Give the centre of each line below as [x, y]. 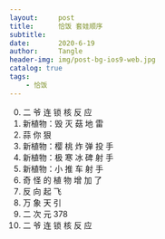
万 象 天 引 [42, 202]
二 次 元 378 [45, 214]
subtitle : [28, 34]
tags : [19, 77]
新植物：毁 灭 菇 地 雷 [63, 123]
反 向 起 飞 [42, 191]
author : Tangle [46, 52]
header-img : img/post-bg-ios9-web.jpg [82, 60]
